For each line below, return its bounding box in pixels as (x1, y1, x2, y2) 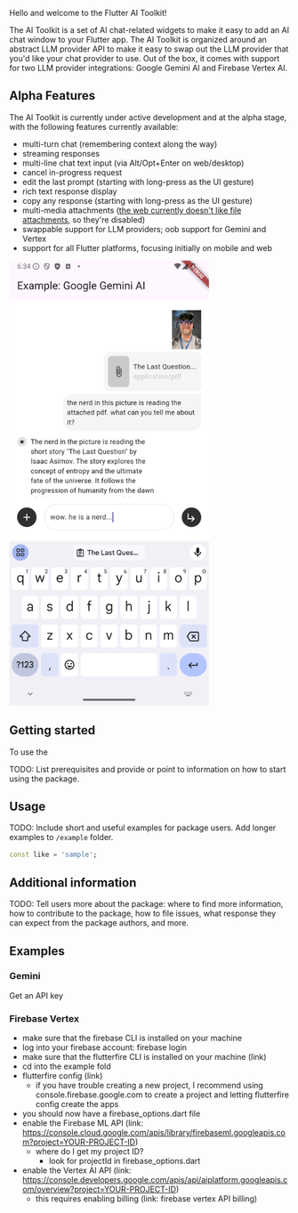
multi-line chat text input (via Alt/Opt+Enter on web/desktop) (21, 158, 245, 168)
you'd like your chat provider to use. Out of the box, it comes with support (9, 53, 280, 63)
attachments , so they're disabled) (21, 214, 146, 225)
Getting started (9, 723, 96, 738)
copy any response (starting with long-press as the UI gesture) (21, 195, 254, 206)
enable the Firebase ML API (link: (21, 1118, 144, 1128)
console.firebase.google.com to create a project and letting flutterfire (35, 1089, 289, 1100)
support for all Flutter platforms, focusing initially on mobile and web (21, 242, 273, 253)
